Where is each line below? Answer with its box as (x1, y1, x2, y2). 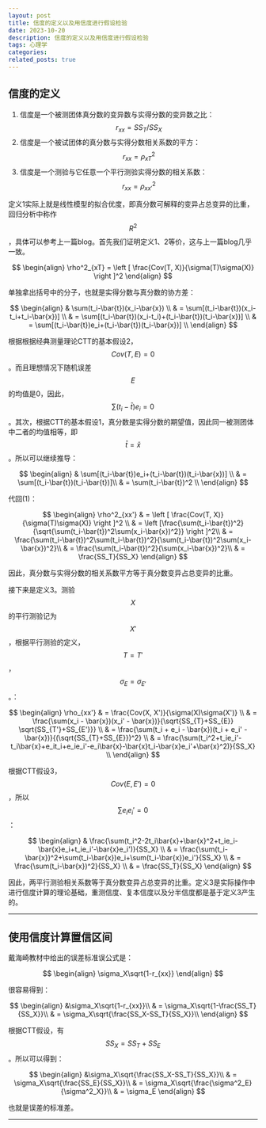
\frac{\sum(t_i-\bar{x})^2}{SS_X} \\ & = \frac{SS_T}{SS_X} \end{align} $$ (14, 861, 252, 871)
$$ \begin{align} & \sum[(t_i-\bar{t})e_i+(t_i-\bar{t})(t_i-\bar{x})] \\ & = (18, 469, 248, 478)
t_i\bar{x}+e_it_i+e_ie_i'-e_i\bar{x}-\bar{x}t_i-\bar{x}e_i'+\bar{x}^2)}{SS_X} (10, 741, 256, 751)
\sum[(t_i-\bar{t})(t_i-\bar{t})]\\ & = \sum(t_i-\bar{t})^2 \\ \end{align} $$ (17, 477, 249, 487)
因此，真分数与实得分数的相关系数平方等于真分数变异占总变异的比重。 (8, 568, 237, 577)
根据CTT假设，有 (8, 1026, 65, 1035)
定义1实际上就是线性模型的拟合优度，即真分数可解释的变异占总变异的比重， (8, 200, 254, 209)
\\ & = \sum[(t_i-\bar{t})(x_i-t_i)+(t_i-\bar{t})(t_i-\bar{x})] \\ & (62, 312, 257, 322)
